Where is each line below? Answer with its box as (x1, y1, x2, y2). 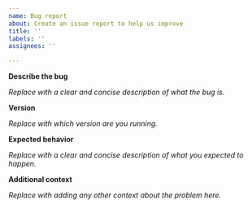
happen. (8, 159, 37, 169)
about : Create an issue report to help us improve (8, 19, 184, 28)
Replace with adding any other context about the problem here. (8, 190, 222, 200)
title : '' (8, 27, 42, 35)
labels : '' (8, 34, 46, 43)
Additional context (8, 175, 73, 184)
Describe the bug (8, 71, 68, 81)
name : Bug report (8, 11, 67, 20)
